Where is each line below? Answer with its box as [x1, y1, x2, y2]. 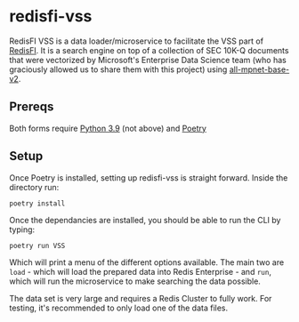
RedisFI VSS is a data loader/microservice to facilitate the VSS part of [9, 36, 264, 46]
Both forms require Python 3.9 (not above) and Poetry [9, 123, 207, 133]
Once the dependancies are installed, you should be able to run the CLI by [9, 214, 281, 225]
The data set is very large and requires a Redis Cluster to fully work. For [9, 293, 272, 303]
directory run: [9, 181, 60, 192]
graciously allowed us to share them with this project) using [9, 64, 228, 75]
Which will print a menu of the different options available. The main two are [9, 256, 285, 268]
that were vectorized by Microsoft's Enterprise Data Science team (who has [9, 54, 287, 65]
